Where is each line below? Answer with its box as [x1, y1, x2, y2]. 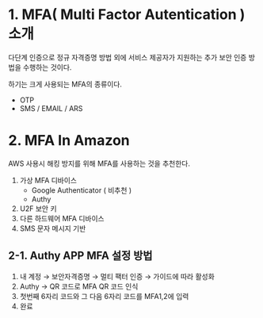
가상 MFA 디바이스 [19, 175, 78, 185]
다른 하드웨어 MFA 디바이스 [19, 213, 105, 223]
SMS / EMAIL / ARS [19, 103, 83, 113]
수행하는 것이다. [22, 62, 72, 72]
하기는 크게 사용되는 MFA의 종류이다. [8, 79, 123, 89]
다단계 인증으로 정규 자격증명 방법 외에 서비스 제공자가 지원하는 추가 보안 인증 [8, 52, 247, 62]
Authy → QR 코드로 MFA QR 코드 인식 [19, 282, 139, 291]
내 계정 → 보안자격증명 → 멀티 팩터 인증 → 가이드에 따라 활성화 [19, 271, 215, 281]
